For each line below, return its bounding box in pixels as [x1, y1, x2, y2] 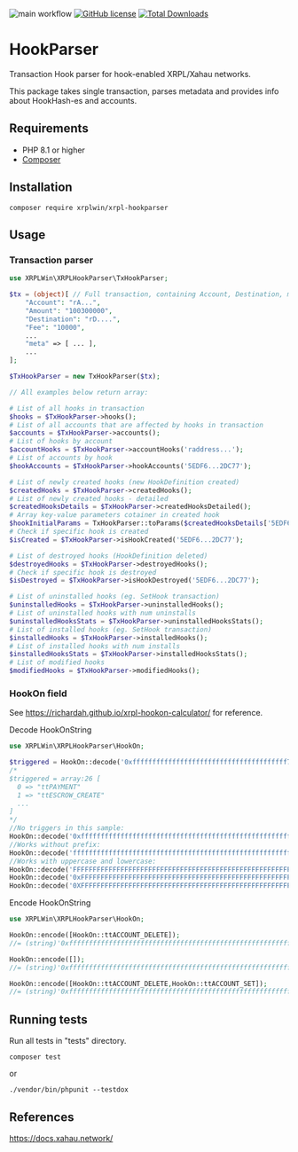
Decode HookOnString [9, 725, 92, 735]
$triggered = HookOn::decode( [9, 758, 122, 767]
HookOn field [9, 687, 68, 700]
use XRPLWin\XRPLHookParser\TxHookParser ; [9, 274, 169, 283]
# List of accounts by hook [9, 453, 114, 462]
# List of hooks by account [9, 437, 114, 446]
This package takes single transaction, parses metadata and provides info [9, 85, 279, 97]
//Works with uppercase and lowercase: [9, 857, 157, 866]
